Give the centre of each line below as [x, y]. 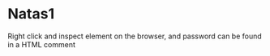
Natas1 [31, 14]
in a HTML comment [42, 44]
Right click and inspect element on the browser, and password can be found [135, 36]
